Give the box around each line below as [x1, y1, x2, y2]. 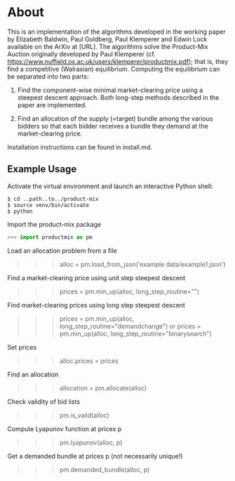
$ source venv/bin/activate [7, 202, 90, 209]
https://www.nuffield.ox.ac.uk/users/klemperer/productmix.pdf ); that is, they [7, 57, 229, 65]
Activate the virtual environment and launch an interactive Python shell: [7, 182, 213, 190]
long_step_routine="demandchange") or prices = [59, 322, 201, 330]
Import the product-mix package [7, 220, 102, 228]
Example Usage [7, 163, 77, 176]
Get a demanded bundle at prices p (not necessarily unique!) [7, 452, 183, 460]
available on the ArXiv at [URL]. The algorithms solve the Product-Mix [7, 42, 208, 51]
